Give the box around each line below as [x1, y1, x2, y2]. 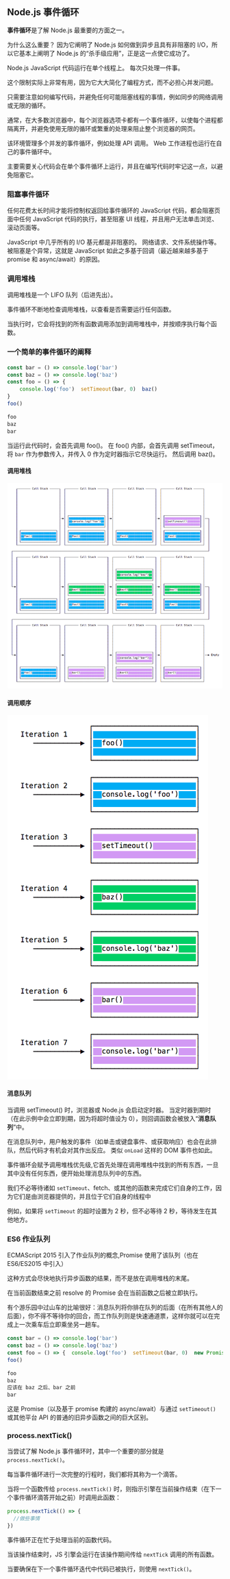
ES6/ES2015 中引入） [7, 1260, 67, 1268]
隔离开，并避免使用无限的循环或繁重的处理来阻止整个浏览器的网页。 [7, 124, 199, 132]
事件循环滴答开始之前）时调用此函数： [12, 1493, 121, 1502]
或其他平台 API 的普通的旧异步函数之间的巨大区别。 [7, 1413, 153, 1421]
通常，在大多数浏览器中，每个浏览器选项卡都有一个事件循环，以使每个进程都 [7, 116, 223, 124]
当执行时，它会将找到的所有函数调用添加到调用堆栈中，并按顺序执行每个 [7, 320, 211, 328]
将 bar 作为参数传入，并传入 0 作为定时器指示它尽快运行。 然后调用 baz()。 [7, 449, 219, 458]
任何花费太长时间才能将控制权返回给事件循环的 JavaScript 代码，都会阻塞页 [7, 206, 221, 214]
